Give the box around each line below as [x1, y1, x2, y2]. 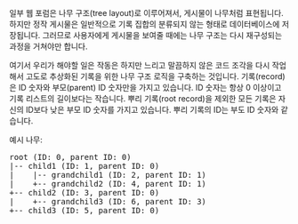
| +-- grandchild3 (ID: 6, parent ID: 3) [9, 196, 207, 206]
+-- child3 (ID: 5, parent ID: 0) [9, 205, 160, 215]
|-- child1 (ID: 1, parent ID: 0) [9, 161, 160, 171]
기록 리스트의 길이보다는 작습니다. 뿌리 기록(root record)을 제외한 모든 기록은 [9, 93, 277, 104]
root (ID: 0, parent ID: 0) [9, 152, 132, 162]
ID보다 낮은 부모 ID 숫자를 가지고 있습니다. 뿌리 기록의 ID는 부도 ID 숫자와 [25, 105, 279, 115]
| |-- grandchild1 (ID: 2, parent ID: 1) [9, 170, 207, 180]
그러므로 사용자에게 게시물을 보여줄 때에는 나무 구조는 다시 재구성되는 [42, 30, 283, 40]
